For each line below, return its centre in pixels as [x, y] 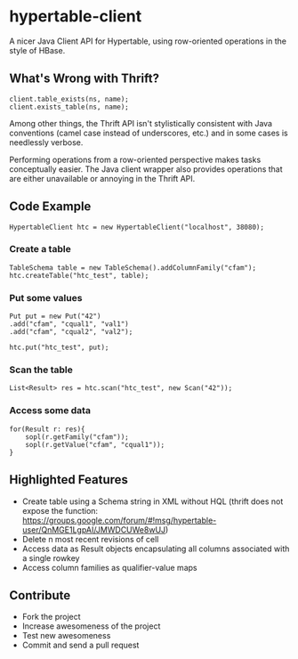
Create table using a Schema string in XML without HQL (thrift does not [153, 501]
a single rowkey [51, 557]
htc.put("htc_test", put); [59, 348]
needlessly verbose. [46, 142]
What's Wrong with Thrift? [85, 79]
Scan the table [41, 370]
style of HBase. [37, 50]
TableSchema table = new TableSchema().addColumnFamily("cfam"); [133, 268]
